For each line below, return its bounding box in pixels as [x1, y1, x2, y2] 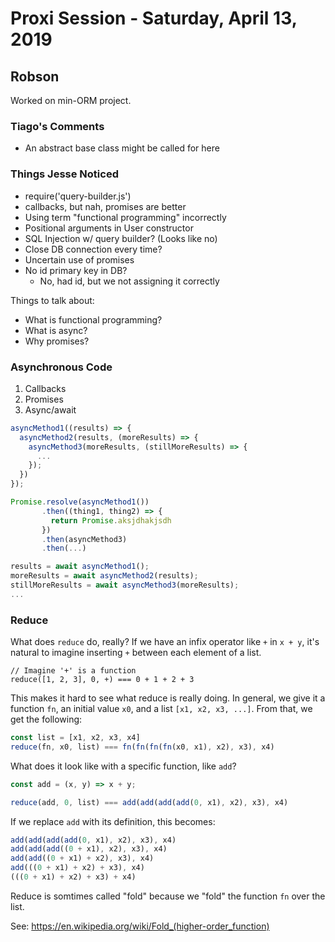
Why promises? [24, 335, 90, 347]
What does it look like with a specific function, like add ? [10, 760, 237, 772]
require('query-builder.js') [24, 190, 132, 202]
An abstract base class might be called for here [24, 142, 220, 154]
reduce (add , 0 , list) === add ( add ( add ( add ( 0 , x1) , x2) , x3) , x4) [10, 797, 289, 807]
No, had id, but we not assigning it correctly [39, 275, 220, 287]
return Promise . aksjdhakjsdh [50, 515, 172, 526]
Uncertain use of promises [24, 253, 135, 266]
